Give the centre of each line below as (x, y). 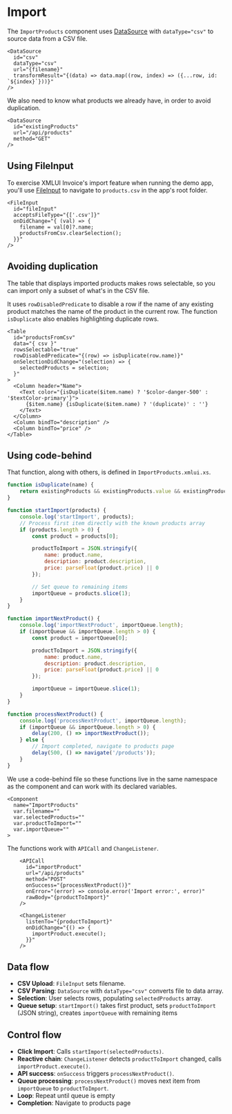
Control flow (35, 1035)
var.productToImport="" (47, 823)
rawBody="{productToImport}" (67, 897)
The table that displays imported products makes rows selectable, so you (111, 283)
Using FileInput (40, 166)
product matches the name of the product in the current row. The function (112, 311)
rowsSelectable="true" (46, 350)
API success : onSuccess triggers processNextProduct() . (96, 1074)
